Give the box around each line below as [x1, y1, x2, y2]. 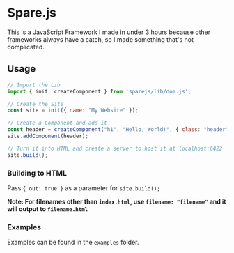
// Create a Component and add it [7, 120, 108, 127]
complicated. [7, 43, 45, 51]
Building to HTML [7, 168, 68, 178]
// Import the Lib [7, 82, 61, 89]
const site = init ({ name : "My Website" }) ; [7, 107, 139, 114]
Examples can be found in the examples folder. [7, 238, 139, 247]
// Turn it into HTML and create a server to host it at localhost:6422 [7, 145, 223, 152]
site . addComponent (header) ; [7, 132, 89, 139]
